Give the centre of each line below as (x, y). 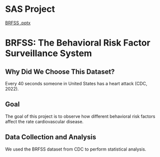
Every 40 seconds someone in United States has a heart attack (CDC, (76, 83)
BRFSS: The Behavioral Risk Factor (78, 43)
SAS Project (30, 9)
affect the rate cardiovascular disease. (44, 121)
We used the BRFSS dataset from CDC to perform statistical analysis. (76, 149)
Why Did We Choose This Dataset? (60, 72)
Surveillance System (49, 53)
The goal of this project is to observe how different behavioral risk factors (80, 116)
